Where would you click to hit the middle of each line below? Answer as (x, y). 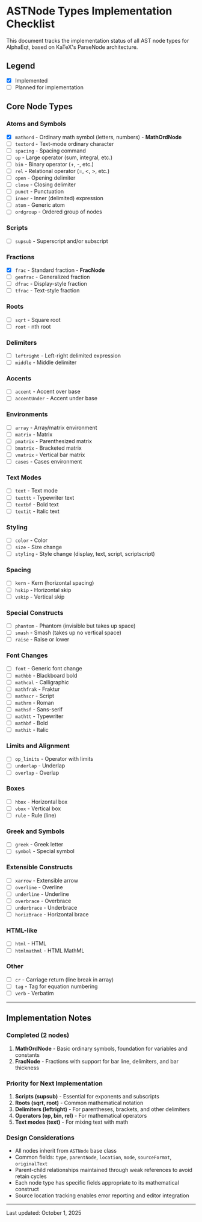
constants (27, 1055)
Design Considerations (41, 1138)
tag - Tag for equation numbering (56, 986)
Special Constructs (35, 613)
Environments (27, 414)
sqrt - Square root (38, 320)
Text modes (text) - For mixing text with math (72, 1122)
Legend (21, 66)
